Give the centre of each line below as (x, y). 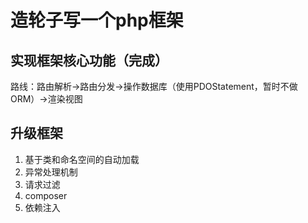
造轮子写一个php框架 (97, 20)
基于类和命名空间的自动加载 (82, 159)
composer (46, 195)
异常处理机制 (51, 172)
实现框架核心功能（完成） (89, 60)
